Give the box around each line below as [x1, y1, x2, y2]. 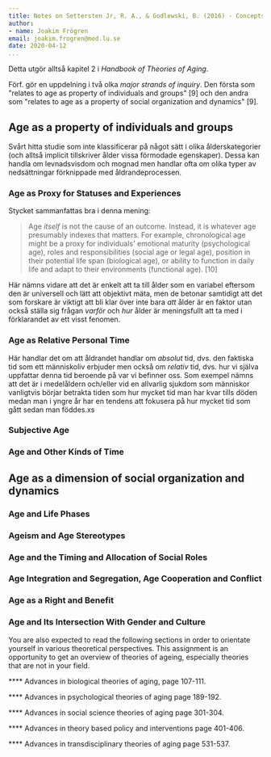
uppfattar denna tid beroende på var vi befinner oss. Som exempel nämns [8, 370, 254, 380]
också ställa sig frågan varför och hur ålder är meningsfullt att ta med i [8, 306, 243, 316]
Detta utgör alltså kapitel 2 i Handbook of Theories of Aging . [8, 64, 209, 74]
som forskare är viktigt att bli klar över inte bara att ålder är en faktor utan [8, 297, 252, 307]
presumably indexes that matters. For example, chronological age [27, 230, 246, 240]
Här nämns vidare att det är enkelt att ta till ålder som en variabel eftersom [8, 280, 256, 290]
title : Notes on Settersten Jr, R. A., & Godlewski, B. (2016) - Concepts [8, 11, 265, 20]
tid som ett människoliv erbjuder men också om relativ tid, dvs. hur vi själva [8, 361, 259, 372]
